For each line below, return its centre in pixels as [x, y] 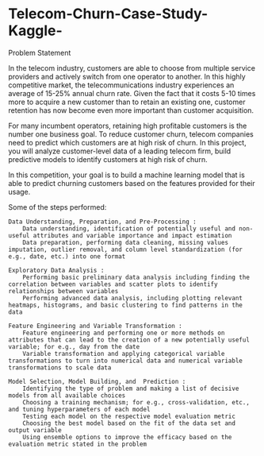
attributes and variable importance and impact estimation [132, 235]
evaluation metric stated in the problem [78, 444]
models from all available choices [67, 395]
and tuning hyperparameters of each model [79, 409]
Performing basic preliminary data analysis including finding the [136, 277]
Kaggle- [36, 31]
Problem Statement [40, 52]
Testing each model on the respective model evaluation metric [129, 416]
